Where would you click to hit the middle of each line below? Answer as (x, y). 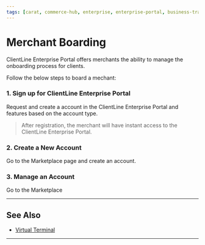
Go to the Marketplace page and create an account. (71, 161)
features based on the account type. (52, 113)
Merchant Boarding (56, 42)
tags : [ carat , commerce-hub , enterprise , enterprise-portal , (86, 12)
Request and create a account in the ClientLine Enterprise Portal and (92, 107)
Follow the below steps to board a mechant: (61, 78)
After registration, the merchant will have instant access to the (99, 125)
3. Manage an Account (41, 177)
